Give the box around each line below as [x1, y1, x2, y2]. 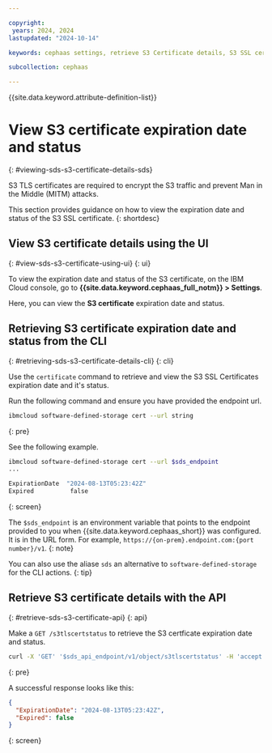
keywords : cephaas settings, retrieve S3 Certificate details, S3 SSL [8, 49, 252, 57]
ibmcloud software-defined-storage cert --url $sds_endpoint [8, 457, 219, 466]
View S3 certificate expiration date [8, 121, 247, 139]
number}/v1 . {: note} [8, 543, 74, 553]
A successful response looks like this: [8, 683, 134, 692]
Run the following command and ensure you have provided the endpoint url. [8, 396, 262, 406]
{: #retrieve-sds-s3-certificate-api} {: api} [8, 612, 148, 622]
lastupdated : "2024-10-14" [8, 34, 100, 42]
